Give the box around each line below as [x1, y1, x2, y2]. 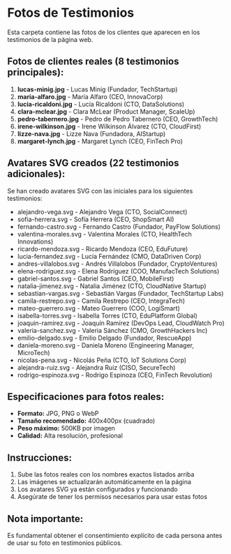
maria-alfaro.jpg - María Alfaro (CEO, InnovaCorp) [17, 92, 163, 100]
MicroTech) [17, 348, 50, 357]
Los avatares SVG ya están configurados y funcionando [17, 485, 178, 493]
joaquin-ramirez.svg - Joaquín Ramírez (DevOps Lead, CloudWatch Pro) [17, 319, 225, 327]
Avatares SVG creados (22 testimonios [7, 157, 179, 169]
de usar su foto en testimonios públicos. [7, 539, 123, 547]
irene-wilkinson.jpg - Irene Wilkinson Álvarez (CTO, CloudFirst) [17, 122, 202, 130]
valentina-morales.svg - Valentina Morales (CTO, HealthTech [17, 230, 192, 238]
